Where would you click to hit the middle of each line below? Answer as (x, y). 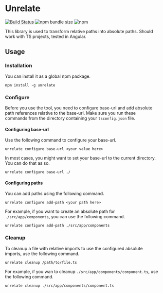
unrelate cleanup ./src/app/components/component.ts (60, 285)
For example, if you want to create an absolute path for (60, 211)
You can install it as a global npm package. (48, 76)
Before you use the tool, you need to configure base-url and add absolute (79, 108)
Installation (19, 66)
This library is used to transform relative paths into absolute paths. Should (79, 31)
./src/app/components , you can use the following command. (65, 217)
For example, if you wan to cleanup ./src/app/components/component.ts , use (81, 271)
